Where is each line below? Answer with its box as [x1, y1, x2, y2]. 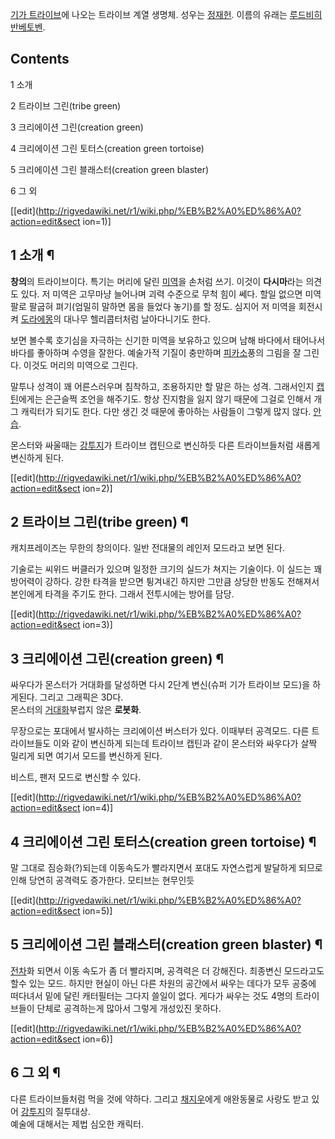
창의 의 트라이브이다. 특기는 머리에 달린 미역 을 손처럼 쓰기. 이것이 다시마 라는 [10, 275, 304, 287]
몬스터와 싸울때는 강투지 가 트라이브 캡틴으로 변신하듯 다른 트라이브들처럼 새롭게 [10, 439, 321, 451]
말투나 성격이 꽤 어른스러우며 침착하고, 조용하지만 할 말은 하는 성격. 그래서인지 [10, 380, 315, 392]
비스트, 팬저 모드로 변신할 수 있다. [10, 771, 142, 783]
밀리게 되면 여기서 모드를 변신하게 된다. [10, 750, 163, 762]
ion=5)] [82, 905, 113, 917]
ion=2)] [82, 482, 113, 494]
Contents [10, 51, 70, 68]
